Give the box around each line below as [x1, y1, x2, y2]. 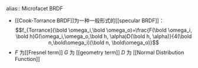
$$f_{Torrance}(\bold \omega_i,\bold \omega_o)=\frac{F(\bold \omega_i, [15, 26, 192, 33]
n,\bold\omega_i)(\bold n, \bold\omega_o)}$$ [48, 39, 160, 46]
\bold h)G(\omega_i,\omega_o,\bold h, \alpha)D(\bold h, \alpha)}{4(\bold [15, 33, 192, 40]
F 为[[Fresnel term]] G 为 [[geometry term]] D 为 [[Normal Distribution [14, 49, 184, 56]
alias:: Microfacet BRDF [6, 5, 63, 12]
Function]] [14, 56, 40, 62]
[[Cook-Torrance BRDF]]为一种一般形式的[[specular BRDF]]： [14, 17, 164, 24]
